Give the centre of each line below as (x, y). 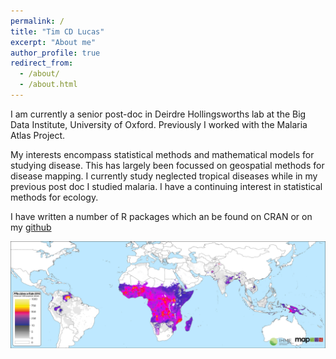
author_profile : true (55, 53)
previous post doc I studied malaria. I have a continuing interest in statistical (166, 186)
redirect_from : (42, 63)
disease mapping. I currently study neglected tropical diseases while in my (164, 176)
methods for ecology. (54, 197)
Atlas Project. (38, 135)
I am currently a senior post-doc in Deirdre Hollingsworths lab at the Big (158, 114)
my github (31, 227)
